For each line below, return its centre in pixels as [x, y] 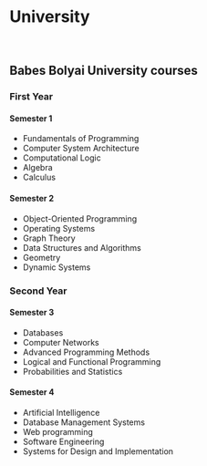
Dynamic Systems [57, 267]
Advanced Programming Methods [86, 352]
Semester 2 [32, 199]
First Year [31, 97]
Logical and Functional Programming [92, 361]
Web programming [58, 431]
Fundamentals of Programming [81, 139]
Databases [43, 332]
